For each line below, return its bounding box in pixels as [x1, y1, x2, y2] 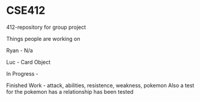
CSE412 [6, 4, 46, 17]
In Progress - [6, 70, 39, 77]
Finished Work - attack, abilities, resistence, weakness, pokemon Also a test [6, 82, 195, 89]
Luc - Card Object [6, 58, 51, 66]
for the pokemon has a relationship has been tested [6, 88, 134, 95]
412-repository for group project [6, 23, 86, 31]
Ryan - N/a [6, 46, 33, 54]
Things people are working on [6, 35, 80, 42]
